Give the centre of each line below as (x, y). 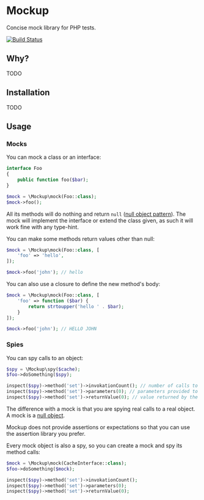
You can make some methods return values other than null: (81, 238)
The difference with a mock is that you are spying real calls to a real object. (101, 409)
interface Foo (24, 169)
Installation (28, 93)
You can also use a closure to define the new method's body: (83, 284)
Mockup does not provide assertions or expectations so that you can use (98, 427)
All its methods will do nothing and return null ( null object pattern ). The (96, 214)
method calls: (24, 452)
